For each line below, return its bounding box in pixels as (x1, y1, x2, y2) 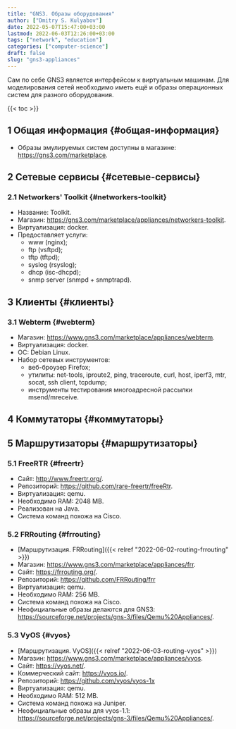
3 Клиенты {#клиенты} (7, 296, 115, 308)
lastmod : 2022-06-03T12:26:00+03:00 (7, 30, 115, 37)
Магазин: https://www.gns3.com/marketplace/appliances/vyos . (17, 654, 203, 662)
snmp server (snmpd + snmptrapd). (27, 275, 132, 284)
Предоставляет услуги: (17, 230, 88, 239)
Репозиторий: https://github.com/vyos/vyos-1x (17, 676, 155, 685)
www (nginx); (27, 238, 68, 247)
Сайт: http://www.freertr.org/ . (17, 475, 104, 483)
